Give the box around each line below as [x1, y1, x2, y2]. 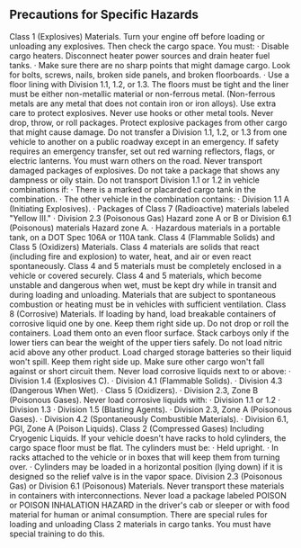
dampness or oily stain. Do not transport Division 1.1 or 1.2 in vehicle [9, 175, 261, 185]
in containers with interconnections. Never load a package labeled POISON [9, 490, 288, 500]
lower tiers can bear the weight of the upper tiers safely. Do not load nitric [9, 337, 283, 347]
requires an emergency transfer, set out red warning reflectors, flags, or [9, 146, 276, 157]
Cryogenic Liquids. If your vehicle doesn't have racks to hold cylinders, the [9, 432, 287, 444]
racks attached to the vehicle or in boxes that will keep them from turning [9, 452, 280, 463]
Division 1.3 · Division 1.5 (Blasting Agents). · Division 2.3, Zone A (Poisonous [9, 404, 292, 415]
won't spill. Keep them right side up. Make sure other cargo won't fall [9, 355, 265, 367]
